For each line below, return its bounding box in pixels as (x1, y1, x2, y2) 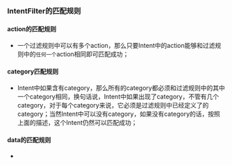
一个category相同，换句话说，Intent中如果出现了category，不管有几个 (17, 92, 219, 101)
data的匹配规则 (7, 135, 51, 144)
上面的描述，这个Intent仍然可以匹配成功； (17, 119, 138, 127)
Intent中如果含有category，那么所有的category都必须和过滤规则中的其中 (17, 84, 226, 92)
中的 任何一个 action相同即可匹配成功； (23, 50, 129, 58)
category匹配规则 (7, 67, 59, 76)
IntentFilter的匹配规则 (7, 6, 81, 15)
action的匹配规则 (7, 24, 57, 33)
